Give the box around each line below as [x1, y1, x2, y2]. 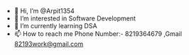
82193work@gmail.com [13, 39, 84, 48]
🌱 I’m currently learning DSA [13, 22, 97, 30]
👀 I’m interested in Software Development [13, 14, 136, 23]
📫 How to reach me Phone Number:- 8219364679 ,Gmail [13, 30, 183, 38]
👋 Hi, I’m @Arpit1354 [13, 7, 75, 15]
